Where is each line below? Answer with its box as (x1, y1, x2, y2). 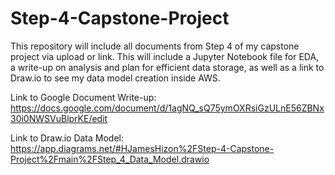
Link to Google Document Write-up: (10, 91, 157, 103)
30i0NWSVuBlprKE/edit (10, 112, 108, 124)
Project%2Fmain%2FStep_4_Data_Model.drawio (10, 153, 210, 165)
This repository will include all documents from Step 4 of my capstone (10, 40, 300, 52)
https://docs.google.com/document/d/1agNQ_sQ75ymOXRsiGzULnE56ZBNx (10, 102, 325, 114)
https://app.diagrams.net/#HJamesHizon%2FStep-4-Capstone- (10, 142, 275, 154)
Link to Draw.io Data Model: (10, 132, 125, 144)
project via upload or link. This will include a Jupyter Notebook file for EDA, (10, 50, 320, 62)
